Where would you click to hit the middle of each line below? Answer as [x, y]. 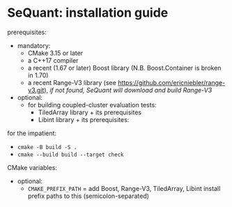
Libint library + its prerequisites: [84, 119]
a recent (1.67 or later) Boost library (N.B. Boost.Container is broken [124, 68]
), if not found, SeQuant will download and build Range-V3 [128, 90]
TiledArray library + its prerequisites [90, 112]
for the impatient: [32, 133]
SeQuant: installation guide [88, 13]
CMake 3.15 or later [55, 53]
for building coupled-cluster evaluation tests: [92, 105]
